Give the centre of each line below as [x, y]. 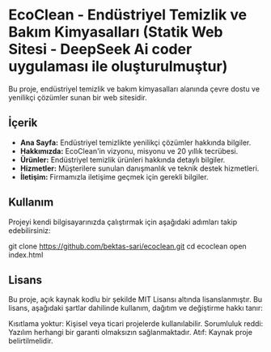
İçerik [23, 123]
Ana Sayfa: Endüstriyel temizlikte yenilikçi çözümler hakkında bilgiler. [135, 142]
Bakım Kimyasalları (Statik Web [116, 32]
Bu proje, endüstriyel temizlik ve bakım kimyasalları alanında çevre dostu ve [134, 89]
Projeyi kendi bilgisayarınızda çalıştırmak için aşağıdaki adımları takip [123, 222]
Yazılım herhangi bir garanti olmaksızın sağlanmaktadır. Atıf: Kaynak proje [131, 333]
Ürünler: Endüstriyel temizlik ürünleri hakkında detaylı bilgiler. [123, 159]
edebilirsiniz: [30, 230]
